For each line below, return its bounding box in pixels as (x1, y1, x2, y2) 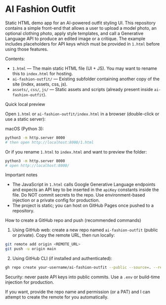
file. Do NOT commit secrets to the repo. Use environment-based (12, 192, 145, 198)
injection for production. (5, 279, 54, 285)
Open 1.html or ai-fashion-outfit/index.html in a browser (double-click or (5, 110, 160, 117)
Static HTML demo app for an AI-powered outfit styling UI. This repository (5, 20, 156, 26)
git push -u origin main (5, 247, 56, 252)
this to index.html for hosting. (12, 70, 73, 76)
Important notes (5, 172, 38, 178)
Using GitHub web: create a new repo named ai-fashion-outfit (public (12, 227, 158, 233)
